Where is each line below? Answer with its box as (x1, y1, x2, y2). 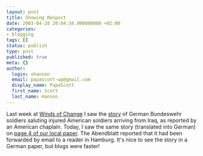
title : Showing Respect (6, 15, 67, 21)
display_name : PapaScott (12, 83, 75, 89)
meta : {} (6, 59, 28, 66)
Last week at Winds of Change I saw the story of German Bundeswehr (6, 110, 182, 117)
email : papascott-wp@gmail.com (12, 76, 91, 83)
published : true (6, 54, 47, 60)
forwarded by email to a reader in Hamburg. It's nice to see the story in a (6, 136, 188, 143)
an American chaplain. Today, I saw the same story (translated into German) (6, 123, 196, 131)
